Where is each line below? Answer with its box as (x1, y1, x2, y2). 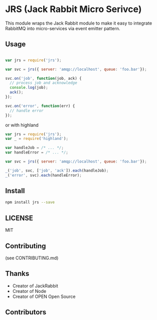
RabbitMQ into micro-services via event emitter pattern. (5, 25, 120, 31)
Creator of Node (12, 288, 47, 294)
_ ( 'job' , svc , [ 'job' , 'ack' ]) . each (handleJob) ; (5, 168, 109, 173)
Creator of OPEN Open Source (12, 293, 76, 299)
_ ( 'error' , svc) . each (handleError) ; (5, 173, 82, 178)
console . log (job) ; (10, 85, 49, 90)
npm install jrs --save (5, 200, 55, 205)
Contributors (5, 308, 47, 316)
